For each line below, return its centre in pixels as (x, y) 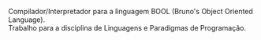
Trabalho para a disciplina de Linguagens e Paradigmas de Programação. (127, 28)
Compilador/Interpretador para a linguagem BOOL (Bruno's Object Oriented (131, 11)
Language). (27, 20)
